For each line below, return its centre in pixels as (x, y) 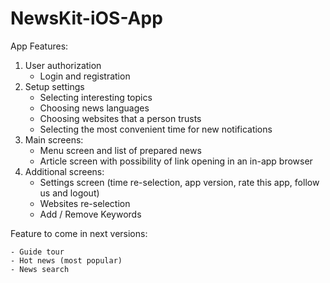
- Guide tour (37, 252)
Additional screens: (64, 171)
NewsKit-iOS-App (86, 18)
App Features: (39, 46)
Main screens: (54, 139)
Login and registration (85, 76)
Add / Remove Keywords (90, 214)
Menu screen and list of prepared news (120, 150)
